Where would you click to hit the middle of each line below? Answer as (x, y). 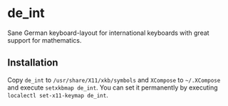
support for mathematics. (45, 40)
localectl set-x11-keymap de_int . (58, 95)
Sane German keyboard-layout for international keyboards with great (108, 33)
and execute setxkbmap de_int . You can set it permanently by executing (113, 88)
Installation (33, 63)
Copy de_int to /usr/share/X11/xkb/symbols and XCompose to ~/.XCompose (114, 80)
